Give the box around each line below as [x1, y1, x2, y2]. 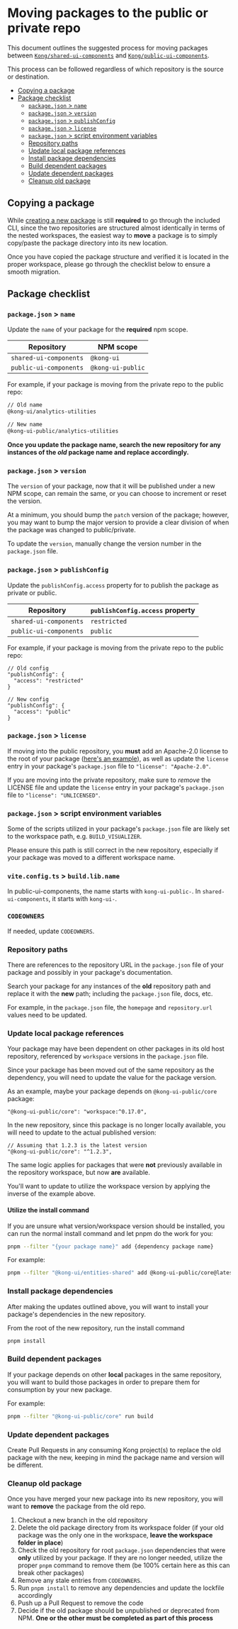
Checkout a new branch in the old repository [17, 1516, 148, 1525]
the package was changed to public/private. [7, 526, 136, 534]
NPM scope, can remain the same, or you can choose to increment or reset [7, 490, 227, 498]
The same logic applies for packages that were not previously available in [7, 1161, 222, 1169]
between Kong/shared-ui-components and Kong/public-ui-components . [7, 51, 210, 60]
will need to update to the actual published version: [7, 1128, 157, 1137]
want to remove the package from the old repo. [7, 1502, 147, 1511]
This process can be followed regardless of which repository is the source [7, 65, 225, 73]
